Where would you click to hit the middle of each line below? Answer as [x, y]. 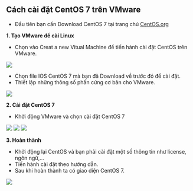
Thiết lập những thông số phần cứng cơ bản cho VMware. [85, 82]
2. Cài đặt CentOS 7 [30, 105]
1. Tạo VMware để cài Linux [40, 36]
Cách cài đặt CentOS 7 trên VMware [73, 10]
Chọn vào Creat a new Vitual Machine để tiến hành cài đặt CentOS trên [101, 47]
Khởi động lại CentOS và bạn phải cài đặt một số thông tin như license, [101, 151]
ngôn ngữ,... [29, 158]
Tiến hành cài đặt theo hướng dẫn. [56, 164]
